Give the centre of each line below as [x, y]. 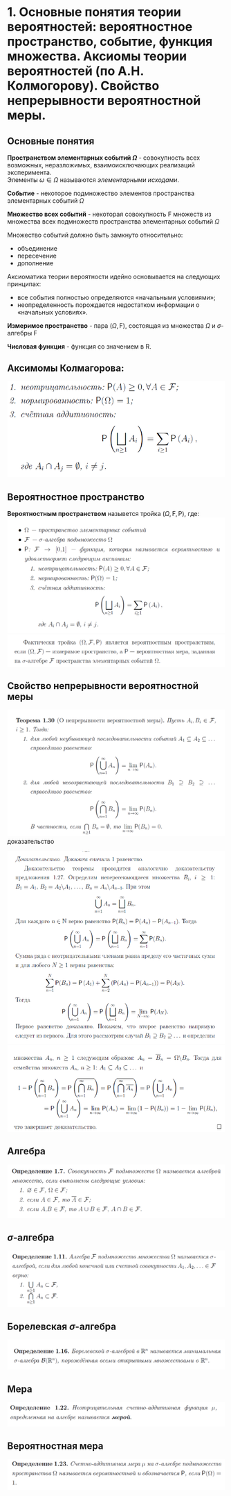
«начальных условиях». [52, 312]
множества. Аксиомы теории [97, 57]
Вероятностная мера [55, 1446]
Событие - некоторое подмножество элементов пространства [101, 193]
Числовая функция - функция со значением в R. [79, 347]
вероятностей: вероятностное [100, 27]
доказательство [31, 842]
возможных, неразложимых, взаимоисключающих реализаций [101, 165]
